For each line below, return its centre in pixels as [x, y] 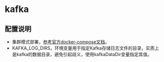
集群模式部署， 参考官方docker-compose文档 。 [61, 42]
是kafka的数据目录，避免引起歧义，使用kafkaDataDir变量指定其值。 [82, 54]
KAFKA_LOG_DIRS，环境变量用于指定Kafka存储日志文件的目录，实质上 [86, 48]
